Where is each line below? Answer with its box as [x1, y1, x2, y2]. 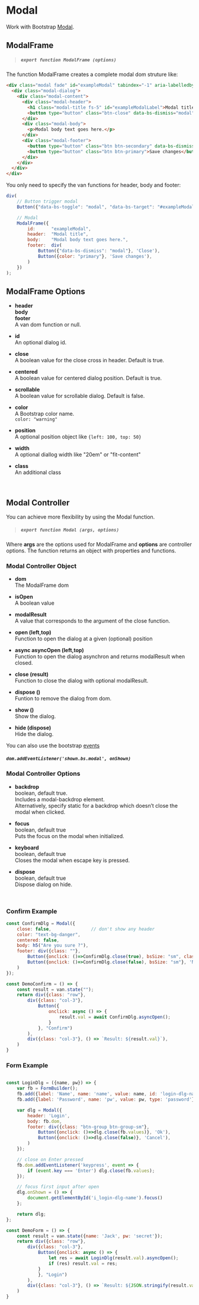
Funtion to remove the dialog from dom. [14, 695, 111, 702]
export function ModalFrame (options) [20, 57, 117, 63]
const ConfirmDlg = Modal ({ [6, 920, 76, 927]
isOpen [14, 593, 34, 601]
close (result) [14, 671, 49, 678]
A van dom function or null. [14, 321, 81, 328]
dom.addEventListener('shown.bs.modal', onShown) [6, 756, 131, 761]
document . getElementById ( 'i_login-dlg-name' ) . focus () [27, 1195, 163, 1201]
